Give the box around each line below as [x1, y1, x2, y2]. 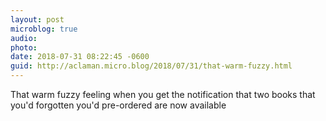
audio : [10, 33, 38, 43]
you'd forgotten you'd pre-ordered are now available [10, 99, 227, 111]
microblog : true [10, 24, 78, 34]
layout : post [10, 14, 65, 25]
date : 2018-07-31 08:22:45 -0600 [10, 52, 150, 62]
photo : [10, 42, 38, 53]
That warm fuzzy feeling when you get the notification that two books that [10, 89, 316, 100]
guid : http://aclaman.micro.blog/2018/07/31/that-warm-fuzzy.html [10, 61, 293, 71]
